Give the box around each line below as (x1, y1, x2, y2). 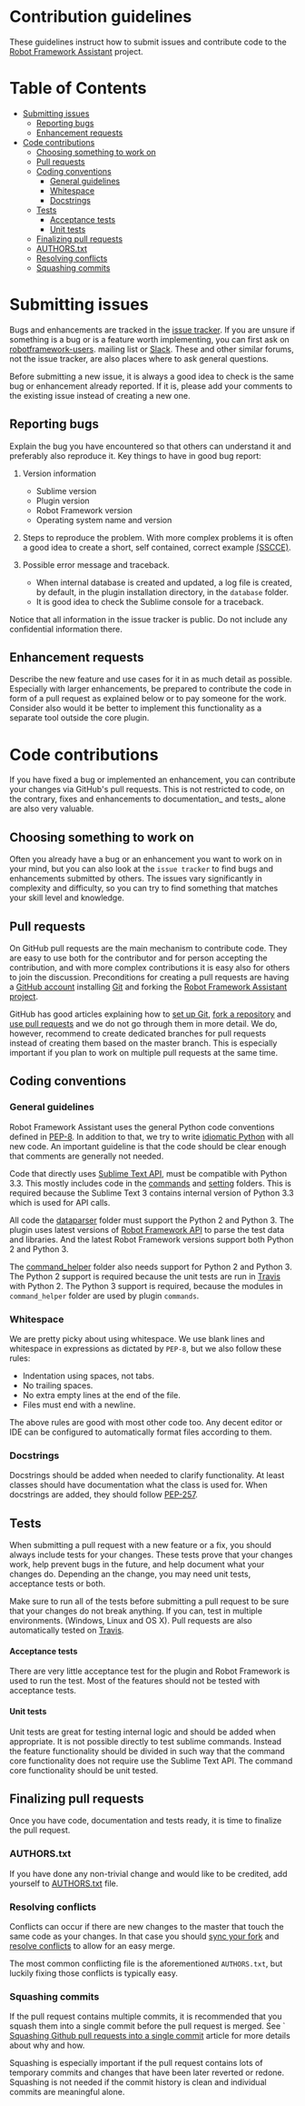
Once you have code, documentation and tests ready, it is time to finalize (9, 1815, 282, 1826)
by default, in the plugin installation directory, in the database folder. (35, 586, 289, 597)
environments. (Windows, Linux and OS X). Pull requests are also (9, 1615, 252, 1626)
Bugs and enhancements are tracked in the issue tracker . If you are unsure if (9, 324, 295, 335)
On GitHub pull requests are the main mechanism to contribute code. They (9, 943, 288, 953)
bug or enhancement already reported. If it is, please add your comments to (9, 380, 293, 392)
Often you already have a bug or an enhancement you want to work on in (9, 854, 283, 865)
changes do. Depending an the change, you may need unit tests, (9, 1569, 251, 1580)
